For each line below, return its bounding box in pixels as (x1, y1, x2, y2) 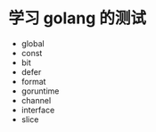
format (21, 76, 46, 87)
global (21, 37, 45, 49)
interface (21, 104, 55, 115)
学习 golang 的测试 (8, 8, 147, 29)
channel (21, 95, 52, 105)
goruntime (21, 86, 60, 96)
